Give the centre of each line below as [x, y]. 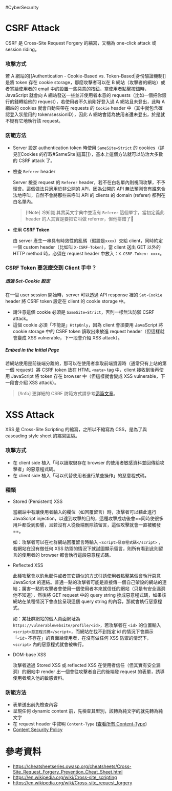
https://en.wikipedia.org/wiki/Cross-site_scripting [65, 777]
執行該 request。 [45, 121]
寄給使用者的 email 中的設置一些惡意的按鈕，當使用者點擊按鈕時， [79, 89]
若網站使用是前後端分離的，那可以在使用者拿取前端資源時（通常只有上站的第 [86, 363]
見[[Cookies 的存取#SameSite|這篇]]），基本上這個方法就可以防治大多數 [88, 154]
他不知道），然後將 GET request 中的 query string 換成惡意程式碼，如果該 [89, 595]
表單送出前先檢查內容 [35, 705]
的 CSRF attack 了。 [34, 160]
